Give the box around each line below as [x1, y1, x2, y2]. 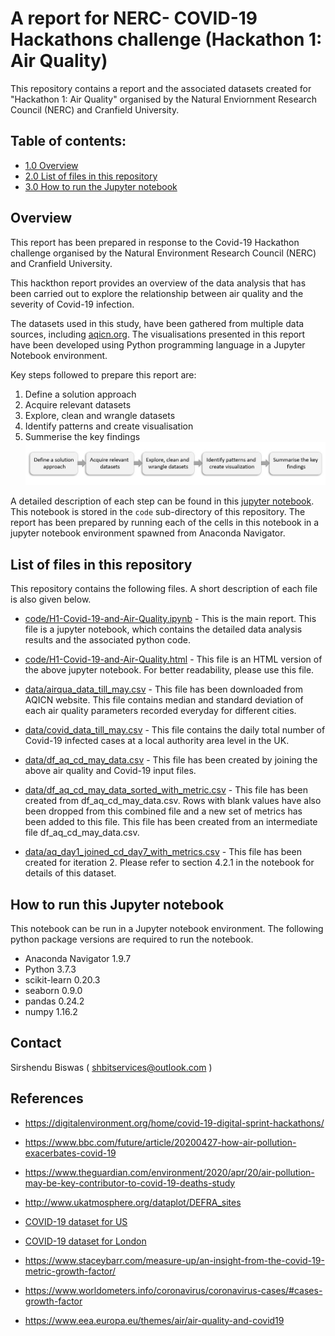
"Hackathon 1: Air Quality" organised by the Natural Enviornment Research [10, 93, 317, 105]
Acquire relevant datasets [24, 398, 132, 411]
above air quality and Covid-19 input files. [24, 765, 197, 777]
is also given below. [10, 593, 92, 606]
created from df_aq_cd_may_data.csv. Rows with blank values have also [24, 795, 322, 807]
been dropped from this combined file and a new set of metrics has [24, 805, 303, 817]
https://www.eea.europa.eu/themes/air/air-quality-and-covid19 [24, 1314, 285, 1326]
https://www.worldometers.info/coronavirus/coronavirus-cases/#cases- [24, 1284, 323, 1296]
